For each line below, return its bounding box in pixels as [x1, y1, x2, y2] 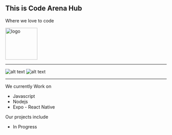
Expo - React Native [12, 104, 55, 110]
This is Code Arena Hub [5, 4, 82, 13]
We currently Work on [5, 83, 52, 89]
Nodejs [12, 98, 28, 104]
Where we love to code [5, 17, 54, 23]
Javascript [12, 93, 35, 99]
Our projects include [5, 114, 49, 120]
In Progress [12, 123, 37, 129]
